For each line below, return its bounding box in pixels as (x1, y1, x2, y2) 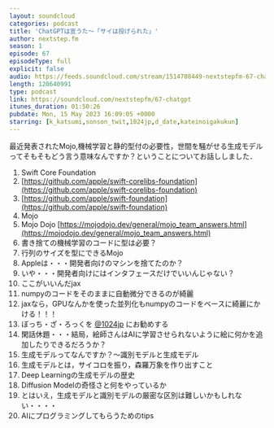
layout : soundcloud (9, 11, 76, 20)
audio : (9, 72, 32, 81)
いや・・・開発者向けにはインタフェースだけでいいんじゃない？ (20, 268, 235, 277)
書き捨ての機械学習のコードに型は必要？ (20, 238, 157, 247)
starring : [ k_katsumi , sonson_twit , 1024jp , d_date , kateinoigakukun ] (9, 118, 239, 126)
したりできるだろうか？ (28, 339, 107, 349)
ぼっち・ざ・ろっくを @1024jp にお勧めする (20, 319, 169, 329)
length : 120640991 (9, 80, 72, 88)
